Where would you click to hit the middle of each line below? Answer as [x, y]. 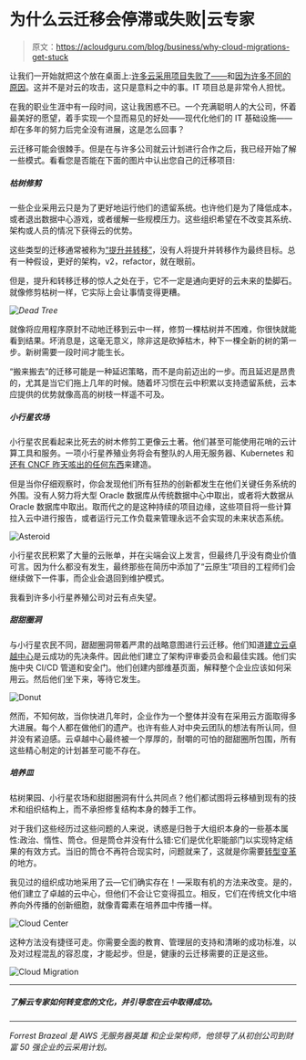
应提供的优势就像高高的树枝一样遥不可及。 [89, 394]
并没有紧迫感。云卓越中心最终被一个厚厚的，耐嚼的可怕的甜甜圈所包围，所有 [153, 739]
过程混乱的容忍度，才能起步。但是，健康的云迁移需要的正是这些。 [149, 953]
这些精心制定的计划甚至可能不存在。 [77, 750]
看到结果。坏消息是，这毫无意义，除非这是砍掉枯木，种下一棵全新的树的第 [149, 341]
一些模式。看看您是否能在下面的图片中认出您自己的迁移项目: [122, 160]
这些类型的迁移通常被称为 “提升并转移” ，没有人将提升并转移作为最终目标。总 [153, 249]
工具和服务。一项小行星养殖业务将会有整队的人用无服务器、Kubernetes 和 [155, 453]
